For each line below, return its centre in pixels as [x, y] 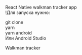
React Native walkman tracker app [41, 7]
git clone [14, 22]
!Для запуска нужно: [28, 12]
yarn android [18, 33]
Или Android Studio [26, 38]
